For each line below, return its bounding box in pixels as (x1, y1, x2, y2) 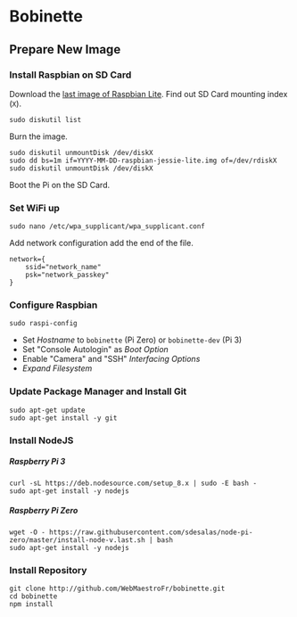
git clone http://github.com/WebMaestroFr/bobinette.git (9, 584, 226, 593)
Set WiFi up (9, 202, 61, 214)
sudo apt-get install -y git (9, 413, 118, 423)
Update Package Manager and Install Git (9, 385, 187, 398)
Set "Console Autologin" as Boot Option (21, 344, 169, 355)
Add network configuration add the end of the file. (9, 238, 194, 249)
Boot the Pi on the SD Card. (9, 179, 111, 190)
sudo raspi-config (9, 319, 78, 328)
